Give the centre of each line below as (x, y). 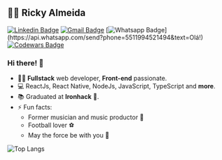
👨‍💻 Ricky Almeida (47, 13)
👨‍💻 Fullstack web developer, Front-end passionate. (92, 79)
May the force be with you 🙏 (69, 135)
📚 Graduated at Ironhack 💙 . (58, 97)
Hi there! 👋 (26, 62)
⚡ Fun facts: (35, 107)
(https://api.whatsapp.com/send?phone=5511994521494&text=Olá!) (105, 37)
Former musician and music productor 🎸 (86, 117)
